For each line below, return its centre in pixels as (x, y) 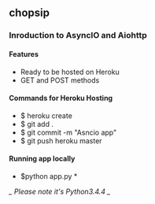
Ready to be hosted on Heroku (70, 72)
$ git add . (37, 124)
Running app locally (42, 159)
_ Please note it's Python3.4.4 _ (60, 191)
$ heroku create (46, 115)
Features (24, 54)
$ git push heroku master (61, 140)
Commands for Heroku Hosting (61, 98)
